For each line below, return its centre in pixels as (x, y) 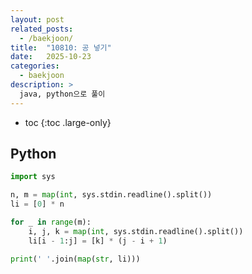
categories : (35, 66)
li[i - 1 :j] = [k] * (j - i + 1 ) (98, 241)
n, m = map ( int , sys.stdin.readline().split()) (111, 195)
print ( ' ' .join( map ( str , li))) (75, 259)
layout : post (37, 19)
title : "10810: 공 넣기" (61, 47)
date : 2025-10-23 (51, 57)
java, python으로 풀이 (62, 94)
